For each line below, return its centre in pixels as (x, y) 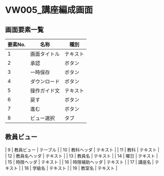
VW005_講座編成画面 (49, 10)
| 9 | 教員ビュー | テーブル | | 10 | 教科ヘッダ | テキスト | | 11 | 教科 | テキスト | (82, 150)
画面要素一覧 (24, 30)
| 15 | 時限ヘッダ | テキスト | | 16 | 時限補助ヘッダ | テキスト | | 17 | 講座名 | (80, 162)
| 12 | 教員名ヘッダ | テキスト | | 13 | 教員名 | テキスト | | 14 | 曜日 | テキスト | (82, 156)
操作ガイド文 (45, 91)
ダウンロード (45, 81)
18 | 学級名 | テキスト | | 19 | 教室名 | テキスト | (71, 168)
